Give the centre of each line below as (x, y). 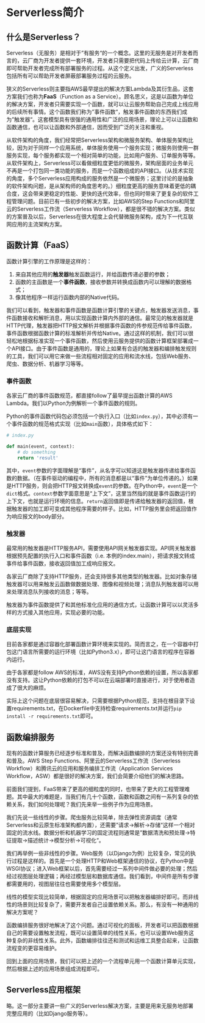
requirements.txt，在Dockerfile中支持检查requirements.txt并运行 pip (96, 709)
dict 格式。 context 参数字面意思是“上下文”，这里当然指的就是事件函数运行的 (101, 493)
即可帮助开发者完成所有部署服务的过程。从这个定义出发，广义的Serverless (100, 68)
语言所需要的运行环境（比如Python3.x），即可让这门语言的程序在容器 (109, 652)
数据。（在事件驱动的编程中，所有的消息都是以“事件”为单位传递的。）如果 (107, 478)
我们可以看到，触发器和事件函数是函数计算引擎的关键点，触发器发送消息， (100, 310)
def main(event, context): (41, 446)
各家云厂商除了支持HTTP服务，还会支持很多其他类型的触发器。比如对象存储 (102, 576)
